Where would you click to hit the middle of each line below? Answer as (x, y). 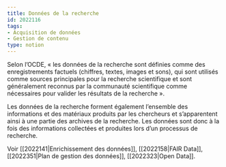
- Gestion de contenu (38, 39)
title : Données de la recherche (53, 13)
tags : (15, 26)
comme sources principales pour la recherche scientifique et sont (100, 79)
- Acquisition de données (44, 32)
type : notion (26, 45)
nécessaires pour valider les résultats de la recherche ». (86, 93)
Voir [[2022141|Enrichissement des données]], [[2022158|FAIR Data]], (105, 149)
